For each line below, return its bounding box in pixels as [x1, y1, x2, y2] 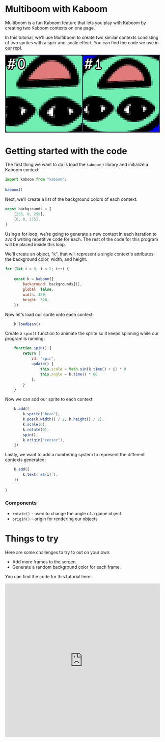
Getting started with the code [5, 145, 128, 156]
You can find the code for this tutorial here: [5, 573, 92, 579]
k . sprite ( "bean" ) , [23, 412, 60, 417]
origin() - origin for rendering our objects [12, 516, 98, 522]
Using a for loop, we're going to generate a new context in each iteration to [5, 231, 157, 237]
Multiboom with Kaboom [5, 3, 108, 15]
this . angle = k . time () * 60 [40, 371, 98, 377]
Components [5, 499, 37, 506]
